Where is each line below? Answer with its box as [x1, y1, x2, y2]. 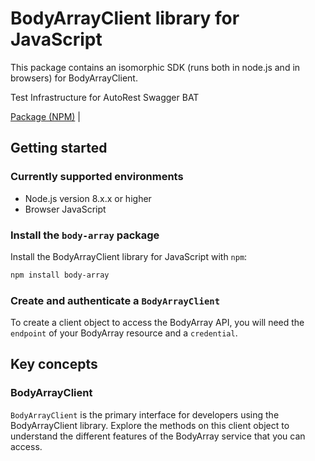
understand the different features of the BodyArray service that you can [10, 430, 306, 442]
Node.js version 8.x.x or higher [24, 192, 152, 204]
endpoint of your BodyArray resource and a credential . [10, 327, 238, 339]
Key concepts [10, 356, 98, 373]
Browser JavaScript [24, 203, 107, 215]
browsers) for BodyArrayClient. [10, 72, 138, 84]
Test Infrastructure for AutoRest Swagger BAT [10, 91, 200, 103]
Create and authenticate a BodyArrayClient [10, 293, 221, 307]
